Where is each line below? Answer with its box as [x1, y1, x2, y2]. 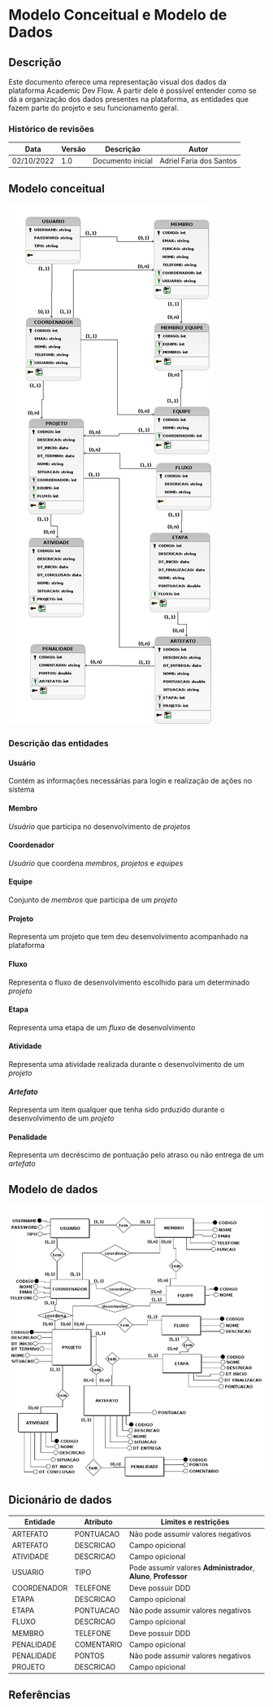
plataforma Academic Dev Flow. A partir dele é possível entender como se [8, 86, 258, 95]
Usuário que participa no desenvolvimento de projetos [8, 821, 191, 832]
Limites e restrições [161, 1517, 230, 1527]
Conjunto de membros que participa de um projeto [8, 895, 178, 905]
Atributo [84, 1517, 113, 1527]
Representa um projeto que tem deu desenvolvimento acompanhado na [8, 932, 249, 941]
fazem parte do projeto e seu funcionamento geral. [8, 103, 179, 112]
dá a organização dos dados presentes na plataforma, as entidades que [8, 94, 249, 103]
